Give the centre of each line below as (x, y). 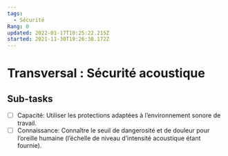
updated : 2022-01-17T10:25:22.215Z (58, 33)
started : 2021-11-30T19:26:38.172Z (58, 39)
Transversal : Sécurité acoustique (106, 74)
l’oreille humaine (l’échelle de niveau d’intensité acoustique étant (109, 138)
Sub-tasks (30, 98)
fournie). (29, 146)
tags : (15, 13)
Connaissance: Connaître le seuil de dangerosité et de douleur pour (113, 130)
